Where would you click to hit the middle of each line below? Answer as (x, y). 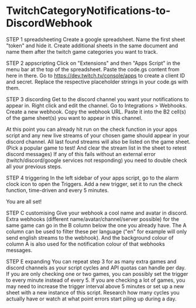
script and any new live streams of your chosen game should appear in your (98, 135)
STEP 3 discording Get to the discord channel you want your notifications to (97, 99)
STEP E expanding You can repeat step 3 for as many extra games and (91, 261)
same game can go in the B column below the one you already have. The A (96, 225)
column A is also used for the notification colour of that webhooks (85, 244)
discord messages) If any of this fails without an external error (81, 154)
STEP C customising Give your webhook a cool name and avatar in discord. (97, 213)
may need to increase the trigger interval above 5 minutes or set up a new (95, 286)
